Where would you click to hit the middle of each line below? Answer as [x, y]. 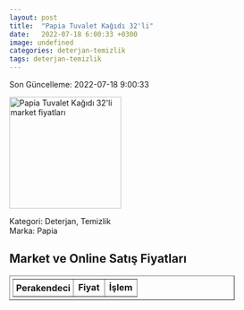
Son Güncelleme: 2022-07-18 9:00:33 [79, 84]
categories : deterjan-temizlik [67, 51]
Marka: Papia [34, 230]
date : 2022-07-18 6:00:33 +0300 [74, 34]
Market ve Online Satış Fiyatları [98, 259]
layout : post [34, 17]
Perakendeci [44, 288]
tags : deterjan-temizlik [55, 59]
